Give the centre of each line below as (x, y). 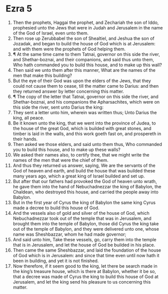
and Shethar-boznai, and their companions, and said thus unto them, (83, 59)
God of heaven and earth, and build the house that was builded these (84, 170)
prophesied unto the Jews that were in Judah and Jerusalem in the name (88, 27)
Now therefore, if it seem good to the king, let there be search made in (85, 266)
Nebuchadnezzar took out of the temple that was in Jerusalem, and (82, 218)
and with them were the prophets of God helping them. (69, 49)
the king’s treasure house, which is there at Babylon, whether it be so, (84, 271)
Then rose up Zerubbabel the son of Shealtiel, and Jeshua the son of (84, 38)
